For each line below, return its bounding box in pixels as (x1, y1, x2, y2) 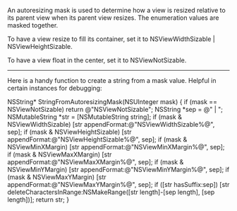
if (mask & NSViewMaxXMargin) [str (7, 150, 112, 159)
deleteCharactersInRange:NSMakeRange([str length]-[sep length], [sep (7, 188, 215, 196)
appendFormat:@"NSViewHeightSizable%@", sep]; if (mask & (7, 135, 188, 144)
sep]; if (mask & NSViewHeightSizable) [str (7, 127, 132, 136)
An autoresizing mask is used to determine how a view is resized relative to (7, 6, 226, 14)
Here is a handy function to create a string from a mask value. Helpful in (7, 76, 217, 84)
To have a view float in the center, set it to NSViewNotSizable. (7, 56, 187, 64)
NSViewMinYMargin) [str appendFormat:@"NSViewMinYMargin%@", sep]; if (7, 166, 230, 173)
